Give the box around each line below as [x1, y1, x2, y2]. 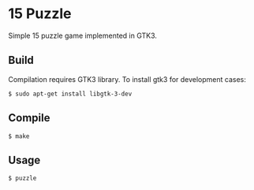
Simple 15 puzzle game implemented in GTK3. [8, 31, 158, 40]
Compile [8, 111, 50, 125]
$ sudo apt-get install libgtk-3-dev [8, 90, 133, 98]
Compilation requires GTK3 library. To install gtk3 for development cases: [8, 74, 247, 84]
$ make [8, 132, 30, 140]
